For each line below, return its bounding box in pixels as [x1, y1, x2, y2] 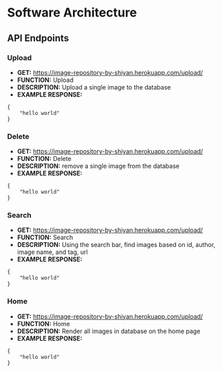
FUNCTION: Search [16, 233, 74, 242]
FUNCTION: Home [16, 319, 70, 328]
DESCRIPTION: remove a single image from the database [16, 162, 180, 170]
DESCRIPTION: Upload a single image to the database [16, 83, 171, 91]
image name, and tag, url [16, 248, 88, 256]
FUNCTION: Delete [16, 155, 72, 163]
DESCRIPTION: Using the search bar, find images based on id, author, [16, 241, 216, 249]
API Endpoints [7, 32, 69, 44]
